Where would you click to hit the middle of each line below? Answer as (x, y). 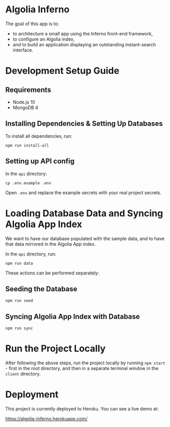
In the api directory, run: (31, 254)
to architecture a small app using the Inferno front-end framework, (83, 33)
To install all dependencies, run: (39, 136)
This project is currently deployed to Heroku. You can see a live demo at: (82, 409)
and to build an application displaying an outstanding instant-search (84, 44)
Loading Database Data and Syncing (84, 213)
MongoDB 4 (25, 107)
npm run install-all (27, 145)
